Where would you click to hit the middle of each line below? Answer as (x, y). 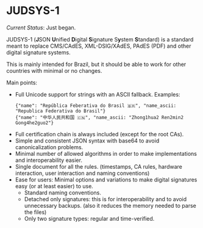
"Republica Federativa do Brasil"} (60, 111)
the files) (35, 212)
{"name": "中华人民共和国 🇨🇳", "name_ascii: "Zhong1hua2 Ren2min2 (99, 117)
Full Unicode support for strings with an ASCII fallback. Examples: (98, 94)
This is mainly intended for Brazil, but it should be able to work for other (96, 64)
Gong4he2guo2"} (34, 123)
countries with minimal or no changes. (54, 70)
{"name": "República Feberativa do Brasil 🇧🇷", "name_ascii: (96, 105)
